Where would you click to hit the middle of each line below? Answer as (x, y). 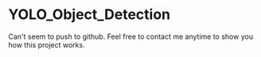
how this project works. (47, 44)
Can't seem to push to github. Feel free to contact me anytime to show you (130, 36)
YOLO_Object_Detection (90, 15)
